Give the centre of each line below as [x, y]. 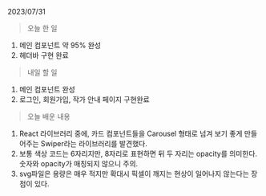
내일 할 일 [42, 72]
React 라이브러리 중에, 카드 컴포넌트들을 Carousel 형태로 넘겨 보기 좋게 [131, 133]
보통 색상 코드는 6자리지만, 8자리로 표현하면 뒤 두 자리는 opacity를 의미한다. [138, 153]
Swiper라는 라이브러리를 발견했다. [94, 143]
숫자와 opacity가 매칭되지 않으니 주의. [79, 163]
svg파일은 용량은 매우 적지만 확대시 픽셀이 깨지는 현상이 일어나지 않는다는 [134, 174]
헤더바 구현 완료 [44, 55]
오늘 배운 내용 [48, 116]
